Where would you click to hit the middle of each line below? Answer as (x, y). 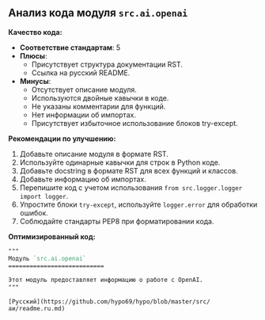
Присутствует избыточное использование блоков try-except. (135, 123)
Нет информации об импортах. (84, 115)
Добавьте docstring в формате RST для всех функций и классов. (129, 170)
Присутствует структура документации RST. (107, 64)
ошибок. (34, 212)
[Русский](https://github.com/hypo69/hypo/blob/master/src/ (110, 302)
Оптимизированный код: (52, 236)
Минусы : (35, 81)
